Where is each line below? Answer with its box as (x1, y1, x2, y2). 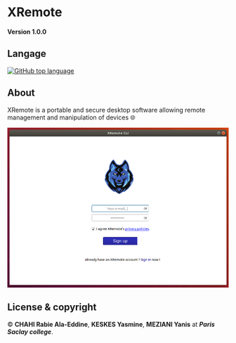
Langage (7, 48, 47, 60)
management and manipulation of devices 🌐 (7, 113, 136, 122)
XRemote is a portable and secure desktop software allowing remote (7, 105, 206, 114)
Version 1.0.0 (7, 27, 47, 36)
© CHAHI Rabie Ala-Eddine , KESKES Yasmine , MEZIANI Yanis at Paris (7, 320, 216, 328)
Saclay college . (7, 328, 54, 336)
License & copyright (7, 302, 97, 313)
